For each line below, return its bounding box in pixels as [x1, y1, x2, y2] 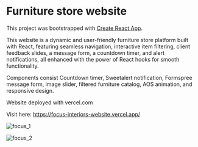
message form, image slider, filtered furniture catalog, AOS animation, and [6, 81, 193, 88]
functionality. [6, 62, 40, 70]
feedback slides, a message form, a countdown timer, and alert [6, 49, 165, 56]
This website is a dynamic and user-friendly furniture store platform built [6, 36, 189, 43]
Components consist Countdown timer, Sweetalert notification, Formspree [6, 74, 193, 81]
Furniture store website [6, 4, 127, 18]
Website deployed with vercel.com [6, 99, 93, 106]
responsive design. [6, 87, 54, 94]
